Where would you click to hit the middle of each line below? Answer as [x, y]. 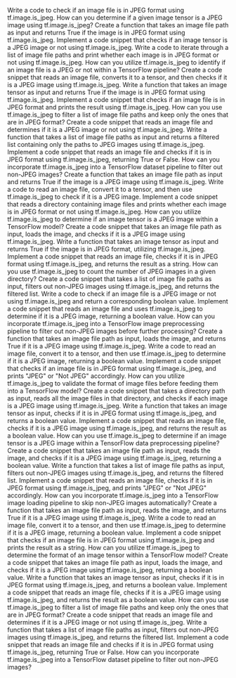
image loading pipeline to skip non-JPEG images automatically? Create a [112, 503]
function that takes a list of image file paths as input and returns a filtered [113, 137]
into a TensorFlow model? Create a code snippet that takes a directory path [116, 391]
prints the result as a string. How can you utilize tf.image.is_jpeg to [104, 548]
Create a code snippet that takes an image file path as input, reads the [109, 450]
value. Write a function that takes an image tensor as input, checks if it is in [116, 578]
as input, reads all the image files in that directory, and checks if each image [118, 398]
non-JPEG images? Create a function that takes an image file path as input [115, 174]
